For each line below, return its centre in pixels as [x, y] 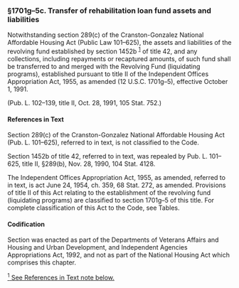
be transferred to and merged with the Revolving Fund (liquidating [104, 66]
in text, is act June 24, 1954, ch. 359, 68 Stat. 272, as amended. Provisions [117, 185]
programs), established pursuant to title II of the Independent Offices [108, 74]
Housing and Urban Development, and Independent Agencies [97, 247]
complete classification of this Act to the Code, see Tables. [94, 208]
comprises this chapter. [42, 262]
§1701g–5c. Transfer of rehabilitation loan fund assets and [110, 11]
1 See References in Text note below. [61, 277]
